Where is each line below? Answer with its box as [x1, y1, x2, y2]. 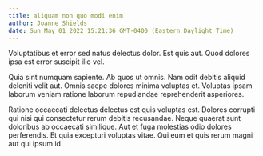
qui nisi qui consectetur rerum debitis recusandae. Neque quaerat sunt [8, 114, 241, 123]
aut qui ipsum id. [8, 139, 63, 149]
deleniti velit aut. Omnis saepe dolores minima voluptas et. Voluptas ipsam [8, 81, 253, 90]
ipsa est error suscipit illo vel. [8, 57, 106, 66]
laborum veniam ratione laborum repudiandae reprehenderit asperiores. [8, 90, 245, 99]
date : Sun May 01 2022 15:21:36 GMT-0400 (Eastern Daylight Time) [8, 26, 234, 34]
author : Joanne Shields [8, 19, 88, 27]
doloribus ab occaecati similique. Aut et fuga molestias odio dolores [8, 122, 232, 132]
